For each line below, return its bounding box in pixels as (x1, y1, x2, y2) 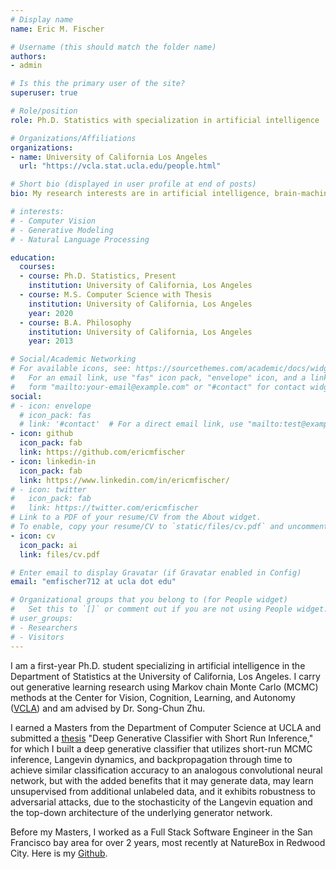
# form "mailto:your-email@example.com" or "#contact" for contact (10, 382, 307, 392)
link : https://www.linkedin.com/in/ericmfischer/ (19, 475, 230, 485)
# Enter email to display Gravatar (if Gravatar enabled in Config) (10, 567, 302, 578)
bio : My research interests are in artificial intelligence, (10, 189, 271, 199)
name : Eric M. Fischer (10, 24, 105, 34)
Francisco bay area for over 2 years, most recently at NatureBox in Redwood (10, 836, 326, 848)
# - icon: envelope (10, 401, 92, 411)
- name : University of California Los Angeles (10, 152, 208, 162)
